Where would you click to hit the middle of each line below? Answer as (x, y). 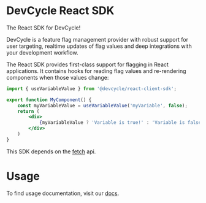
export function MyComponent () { (49, 100)
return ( (29, 111)
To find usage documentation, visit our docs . (63, 193)
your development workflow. (42, 52)
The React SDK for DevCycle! (44, 28)
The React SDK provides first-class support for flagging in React (87, 64)
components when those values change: (58, 77)
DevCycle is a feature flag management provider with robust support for (97, 39)
